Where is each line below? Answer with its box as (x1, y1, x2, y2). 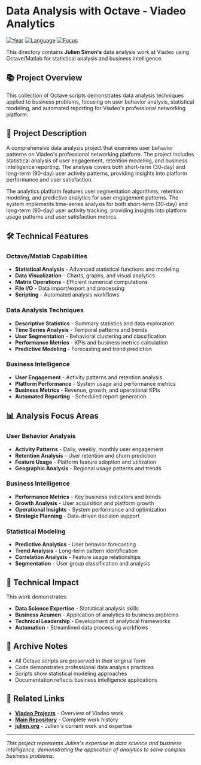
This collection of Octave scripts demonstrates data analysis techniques (6, 92, 184, 99)
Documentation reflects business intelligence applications (14, 676, 158, 684)
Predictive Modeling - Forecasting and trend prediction (14, 345, 153, 352)
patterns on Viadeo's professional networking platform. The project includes (6, 150, 194, 158)
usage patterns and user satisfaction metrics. (6, 213, 118, 220)
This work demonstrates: (6, 593, 68, 600)
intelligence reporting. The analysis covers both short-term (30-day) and (6, 163, 185, 170)
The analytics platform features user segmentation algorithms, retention (6, 188, 184, 195)
